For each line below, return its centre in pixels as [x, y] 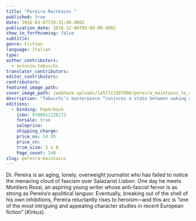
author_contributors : [32, 60]
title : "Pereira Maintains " [41, 11]
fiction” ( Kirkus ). [26, 212]
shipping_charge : [38, 131]
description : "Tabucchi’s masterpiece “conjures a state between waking [96, 98]
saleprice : [30, 126]
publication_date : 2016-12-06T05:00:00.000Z [61, 28]
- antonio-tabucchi [35, 66]
